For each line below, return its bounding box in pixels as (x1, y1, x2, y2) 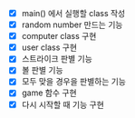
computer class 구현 (21, 31, 97, 42)
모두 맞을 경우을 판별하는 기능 (21, 76, 126, 87)
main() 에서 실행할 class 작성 (21, 8, 126, 18)
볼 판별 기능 (21, 64, 64, 75)
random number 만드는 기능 (21, 19, 123, 30)
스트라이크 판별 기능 (21, 54, 92, 64)
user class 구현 (21, 42, 78, 53)
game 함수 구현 (21, 87, 78, 98)
